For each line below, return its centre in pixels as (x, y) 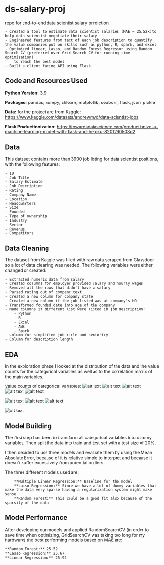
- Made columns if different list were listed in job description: (75, 309)
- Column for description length (39, 339)
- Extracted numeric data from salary (45, 280)
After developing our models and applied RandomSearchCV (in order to (77, 529)
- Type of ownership (26, 216)
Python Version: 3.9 (26, 93)
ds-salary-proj (35, 9)
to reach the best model (39, 62)
